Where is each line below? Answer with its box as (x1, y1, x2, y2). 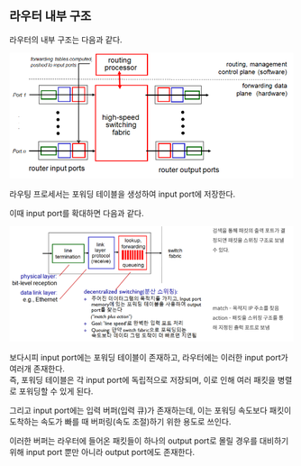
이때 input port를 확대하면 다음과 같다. (9, 208, 144, 219)
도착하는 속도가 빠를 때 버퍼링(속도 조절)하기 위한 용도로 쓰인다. (9, 416, 232, 426)
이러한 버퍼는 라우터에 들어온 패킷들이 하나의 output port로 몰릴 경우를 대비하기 (9, 435, 289, 446)
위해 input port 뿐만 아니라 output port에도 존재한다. (9, 446, 196, 457)
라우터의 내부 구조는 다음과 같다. (9, 34, 123, 45)
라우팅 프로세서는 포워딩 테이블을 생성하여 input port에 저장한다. (9, 188, 236, 200)
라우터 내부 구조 (9, 8, 92, 24)
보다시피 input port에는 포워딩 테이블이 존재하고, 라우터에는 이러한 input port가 (9, 352, 288, 362)
